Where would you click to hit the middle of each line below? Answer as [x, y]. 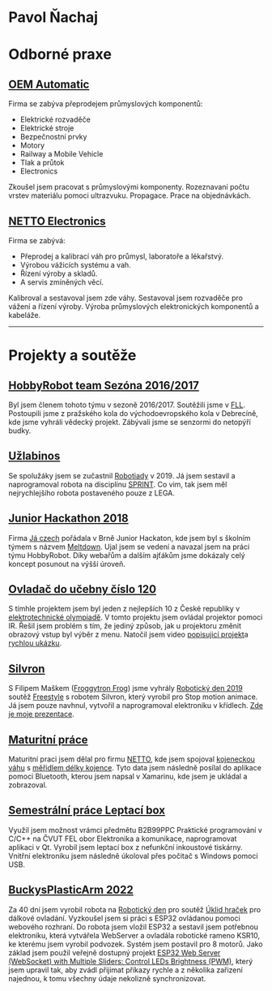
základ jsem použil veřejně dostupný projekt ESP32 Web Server [115, 952]
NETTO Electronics [57, 221]
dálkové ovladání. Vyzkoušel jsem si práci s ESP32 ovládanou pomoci [124, 918]
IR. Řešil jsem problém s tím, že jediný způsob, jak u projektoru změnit [125, 626]
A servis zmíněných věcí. [62, 282]
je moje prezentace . [41, 714]
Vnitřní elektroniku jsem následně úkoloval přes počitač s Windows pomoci [133, 856]
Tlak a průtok [42, 163]
